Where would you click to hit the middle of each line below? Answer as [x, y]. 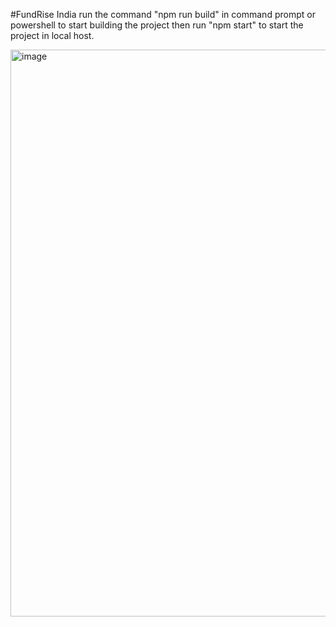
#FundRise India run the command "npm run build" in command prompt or [163, 14]
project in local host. [52, 35]
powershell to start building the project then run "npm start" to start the [157, 25]
